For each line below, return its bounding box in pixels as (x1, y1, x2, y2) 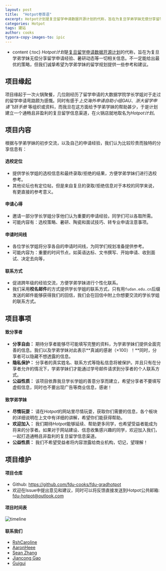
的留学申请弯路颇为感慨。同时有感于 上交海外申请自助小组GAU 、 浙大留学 (5, 97, 153, 103)
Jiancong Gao (12, 555, 41, 561)
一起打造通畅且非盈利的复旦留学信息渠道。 (12, 433, 99, 439)
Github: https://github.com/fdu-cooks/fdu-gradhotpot (12, 481, 122, 487)
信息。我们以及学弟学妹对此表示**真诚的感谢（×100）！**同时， (21, 347, 153, 353)
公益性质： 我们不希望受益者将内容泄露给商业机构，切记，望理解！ (12, 439, 148, 445)
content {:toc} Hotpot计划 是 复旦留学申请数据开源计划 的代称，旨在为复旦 (12, 49, 160, 55)
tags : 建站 (5, 26, 26, 31)
